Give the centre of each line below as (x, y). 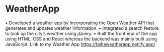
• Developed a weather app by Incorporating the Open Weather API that (80, 23)
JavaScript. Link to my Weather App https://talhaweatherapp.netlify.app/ (80, 44)
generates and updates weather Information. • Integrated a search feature (82, 28)
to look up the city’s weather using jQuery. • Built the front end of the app (81, 33)
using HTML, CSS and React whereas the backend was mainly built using (81, 39)
